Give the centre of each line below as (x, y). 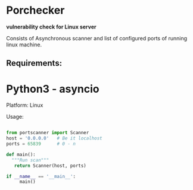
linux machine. (24, 45)
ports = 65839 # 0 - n (41, 144)
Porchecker (35, 10)
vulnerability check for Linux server (51, 27)
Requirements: (34, 63)
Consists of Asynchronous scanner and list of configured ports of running (97, 38)
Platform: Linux (25, 105)
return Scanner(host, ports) (50, 166)
